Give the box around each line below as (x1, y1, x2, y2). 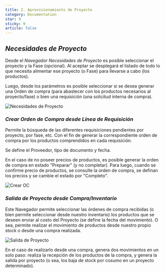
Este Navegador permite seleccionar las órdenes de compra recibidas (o (5, 206, 154, 212)
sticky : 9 (5, 21, 26, 26)
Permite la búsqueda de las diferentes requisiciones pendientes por (5, 127, 144, 133)
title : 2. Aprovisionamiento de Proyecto (5, 7, 93, 12)
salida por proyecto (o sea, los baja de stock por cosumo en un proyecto (5, 257, 155, 263)
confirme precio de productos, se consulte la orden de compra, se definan (5, 167, 159, 173)
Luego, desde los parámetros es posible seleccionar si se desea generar (5, 83, 155, 89)
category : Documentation (5, 12, 57, 17)
